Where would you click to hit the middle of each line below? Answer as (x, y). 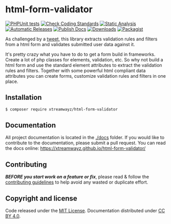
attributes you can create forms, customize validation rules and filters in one (86, 76)
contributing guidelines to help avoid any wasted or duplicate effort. (77, 182)
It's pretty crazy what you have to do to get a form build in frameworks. (80, 54)
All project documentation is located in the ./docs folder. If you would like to (85, 138)
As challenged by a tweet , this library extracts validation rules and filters (81, 39)
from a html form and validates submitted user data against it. (70, 44)
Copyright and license (41, 198)
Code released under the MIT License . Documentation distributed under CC (85, 211)
